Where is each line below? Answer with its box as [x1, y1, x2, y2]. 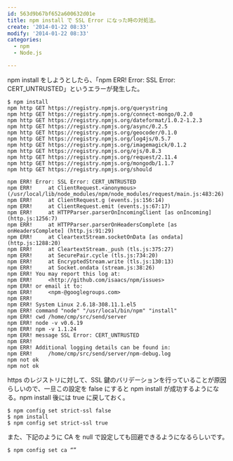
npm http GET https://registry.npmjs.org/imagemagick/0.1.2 [7, 141, 187, 148]
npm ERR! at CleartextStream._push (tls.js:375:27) [7, 246, 174, 253]
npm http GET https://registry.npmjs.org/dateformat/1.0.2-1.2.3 [7, 116, 202, 123]
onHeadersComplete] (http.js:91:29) [7, 227, 114, 234]
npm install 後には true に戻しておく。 [19, 393, 129, 401]
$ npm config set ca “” [7, 446, 77, 453]
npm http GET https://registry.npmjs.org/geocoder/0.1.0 [7, 129, 178, 136]
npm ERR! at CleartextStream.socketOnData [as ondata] [7, 233, 184, 241]
